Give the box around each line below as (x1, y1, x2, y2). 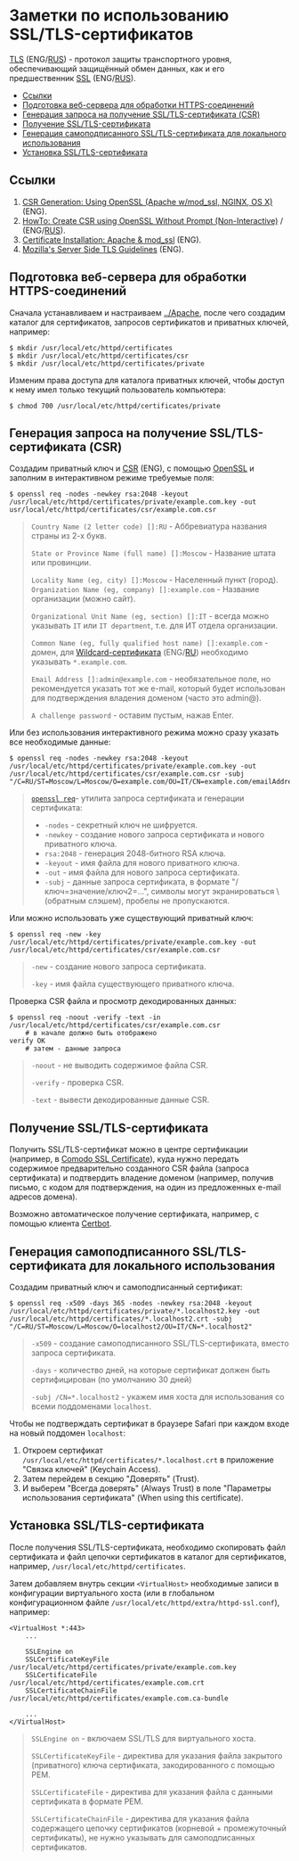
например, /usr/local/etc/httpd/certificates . (9, 1560, 186, 1571)
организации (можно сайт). (30, 594, 136, 605)
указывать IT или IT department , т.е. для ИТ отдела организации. (30, 621, 279, 631)
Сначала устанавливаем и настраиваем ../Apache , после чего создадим (9, 307, 287, 317)
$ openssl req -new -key (9, 930, 101, 939)
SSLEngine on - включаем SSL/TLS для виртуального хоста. (30, 1733, 256, 1743)
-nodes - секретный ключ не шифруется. (44, 819, 198, 830)
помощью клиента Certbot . (9, 1218, 112, 1229)
